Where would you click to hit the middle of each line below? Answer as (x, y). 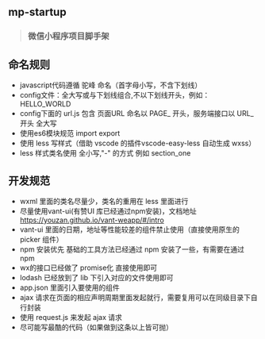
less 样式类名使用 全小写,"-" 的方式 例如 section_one (105, 153)
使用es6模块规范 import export (70, 133)
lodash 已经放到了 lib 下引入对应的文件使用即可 (96, 277)
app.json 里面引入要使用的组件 (70, 287)
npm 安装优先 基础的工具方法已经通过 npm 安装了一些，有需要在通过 (132, 249)
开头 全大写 (38, 123)
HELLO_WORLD (45, 104)
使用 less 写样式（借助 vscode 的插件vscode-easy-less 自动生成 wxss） (138, 143)
